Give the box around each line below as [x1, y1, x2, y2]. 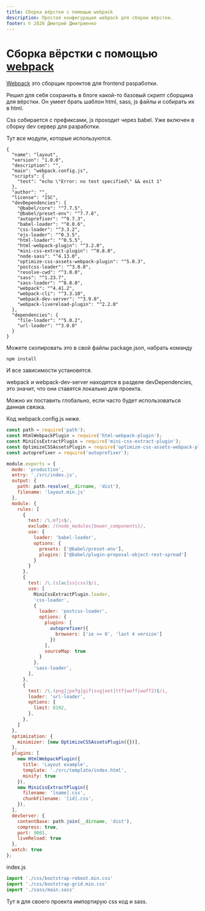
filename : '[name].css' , [22, 790, 86, 796]
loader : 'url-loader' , [28, 694, 86, 700]
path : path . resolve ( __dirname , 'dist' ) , [17, 484, 121, 490]
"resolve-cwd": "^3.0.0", [17, 269, 84, 275]
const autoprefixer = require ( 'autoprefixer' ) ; [6, 449, 130, 455]
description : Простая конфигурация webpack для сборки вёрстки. [6, 15, 173, 21]
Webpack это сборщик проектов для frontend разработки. [6, 80, 158, 87]
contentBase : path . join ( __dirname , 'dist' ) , [17, 818, 132, 824]
